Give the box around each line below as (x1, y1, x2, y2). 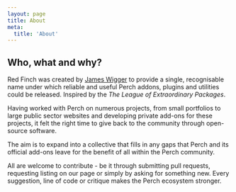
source (7, 127, 28, 135)
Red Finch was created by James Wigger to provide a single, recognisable (7, 75, 225, 84)
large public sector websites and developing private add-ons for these (7, 111, 213, 120)
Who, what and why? (7, 56, 103, 68)
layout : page (7, 10, 46, 18)
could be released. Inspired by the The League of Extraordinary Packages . (7, 90, 226, 99)
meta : (7, 23, 23, 30)
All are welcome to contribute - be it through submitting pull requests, (7, 162, 210, 170)
